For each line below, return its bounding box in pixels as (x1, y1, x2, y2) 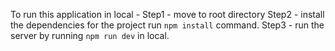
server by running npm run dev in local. (10, 30, 170, 41)
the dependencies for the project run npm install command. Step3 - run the (10, 19, 325, 31)
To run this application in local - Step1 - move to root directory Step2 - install (10, 9, 325, 20)
